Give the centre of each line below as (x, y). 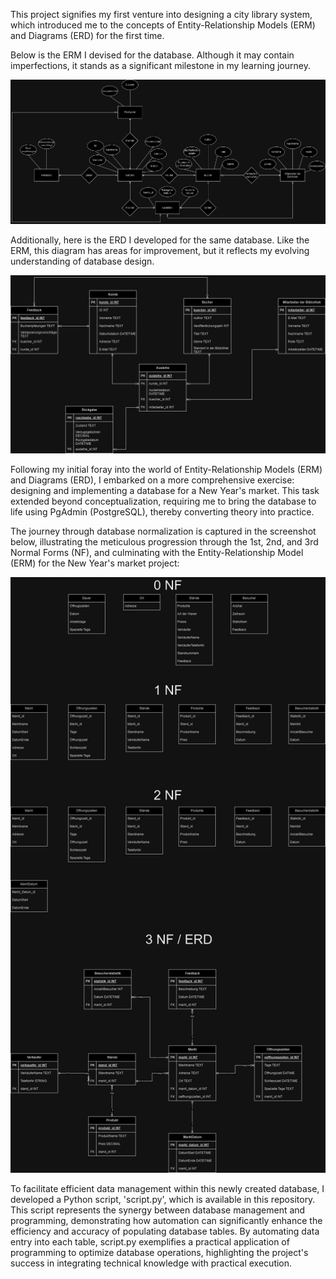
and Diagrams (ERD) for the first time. (87, 35)
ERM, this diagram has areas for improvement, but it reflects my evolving (160, 251)
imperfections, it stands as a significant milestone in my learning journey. (160, 65)
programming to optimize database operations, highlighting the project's (159, 1253)
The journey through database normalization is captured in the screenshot (163, 531)
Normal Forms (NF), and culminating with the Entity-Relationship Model (157, 552)
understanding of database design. (82, 261)
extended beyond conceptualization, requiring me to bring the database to (163, 501)
